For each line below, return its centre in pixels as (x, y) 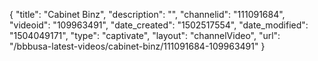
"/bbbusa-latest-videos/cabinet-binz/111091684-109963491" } (137, 46)
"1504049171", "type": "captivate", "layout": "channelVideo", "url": (145, 35)
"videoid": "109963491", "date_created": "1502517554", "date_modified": (159, 25)
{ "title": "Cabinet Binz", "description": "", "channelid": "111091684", (147, 14)
